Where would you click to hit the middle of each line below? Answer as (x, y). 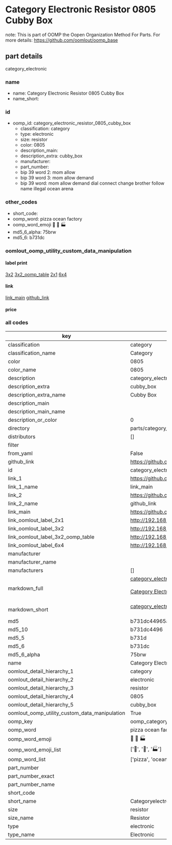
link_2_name (23, 504)
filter (14, 445)
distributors (22, 437)
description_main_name (37, 411)
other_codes (21, 202)
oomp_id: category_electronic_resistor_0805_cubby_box (72, 123)
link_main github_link (27, 297)
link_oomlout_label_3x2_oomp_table (51, 537)
